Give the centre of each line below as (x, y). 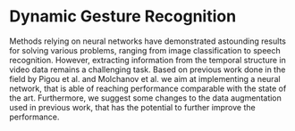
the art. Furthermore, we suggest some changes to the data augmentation (145, 98)
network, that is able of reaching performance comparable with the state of (148, 88)
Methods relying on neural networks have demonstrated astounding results (147, 41)
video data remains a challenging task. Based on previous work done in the (147, 70)
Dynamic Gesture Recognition (123, 16)
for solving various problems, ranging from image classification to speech (145, 50)
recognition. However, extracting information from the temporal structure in (147, 60)
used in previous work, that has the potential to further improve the (133, 107)
